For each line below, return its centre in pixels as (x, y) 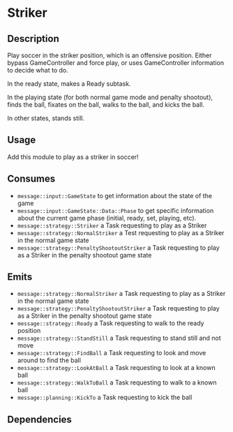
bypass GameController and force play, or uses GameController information (116, 63)
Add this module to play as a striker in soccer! (73, 157)
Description (33, 39)
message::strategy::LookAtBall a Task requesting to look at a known (116, 368)
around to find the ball (49, 360)
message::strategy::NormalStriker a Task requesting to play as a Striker (121, 294)
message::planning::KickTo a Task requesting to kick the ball (105, 397)
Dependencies (39, 419)
